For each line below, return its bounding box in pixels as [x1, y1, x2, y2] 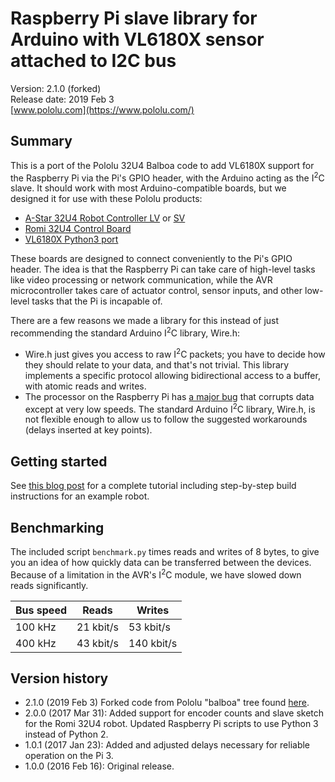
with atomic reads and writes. [24, 380, 147, 392]
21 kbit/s [76, 620, 119, 634]
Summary [10, 133, 73, 150]
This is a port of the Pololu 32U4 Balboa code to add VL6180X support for [10, 159, 315, 171]
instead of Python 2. [24, 728, 109, 741]
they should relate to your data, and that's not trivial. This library [24, 358, 290, 371]
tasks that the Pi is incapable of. [31, 295, 163, 307]
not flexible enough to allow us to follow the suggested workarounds [24, 413, 308, 426]
